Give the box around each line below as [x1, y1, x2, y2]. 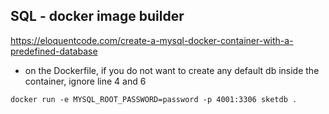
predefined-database [10, 45, 98, 57]
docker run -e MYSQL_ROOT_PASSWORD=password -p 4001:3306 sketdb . [10, 94, 298, 104]
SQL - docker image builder [10, 8, 185, 25]
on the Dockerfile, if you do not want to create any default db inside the [24, 64, 320, 76]
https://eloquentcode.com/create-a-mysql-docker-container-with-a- [10, 34, 294, 46]
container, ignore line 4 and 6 [24, 75, 147, 87]
